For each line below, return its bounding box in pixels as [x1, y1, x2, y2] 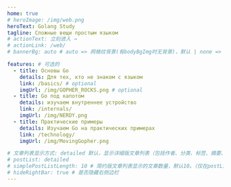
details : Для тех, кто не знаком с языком [19, 74, 143, 80]
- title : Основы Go [13, 67, 69, 74]
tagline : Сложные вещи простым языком [7, 29, 118, 36]
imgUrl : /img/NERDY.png [19, 112, 88, 119]
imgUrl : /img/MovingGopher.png [19, 137, 109, 144]
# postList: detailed [7, 156, 69, 164]
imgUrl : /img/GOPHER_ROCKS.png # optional [19, 87, 143, 93]
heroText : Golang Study [7, 23, 76, 30]
